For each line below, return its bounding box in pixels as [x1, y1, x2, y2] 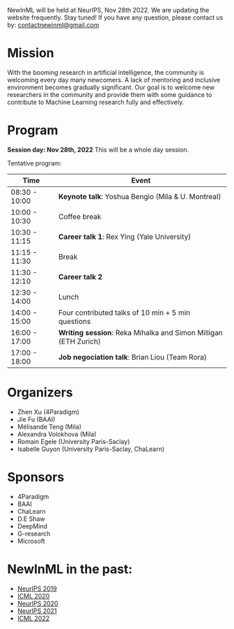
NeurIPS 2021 [17, 607, 57, 615]
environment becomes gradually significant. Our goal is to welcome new [7, 83, 214, 91]
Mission [7, 45, 54, 61]
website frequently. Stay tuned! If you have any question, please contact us [7, 13, 224, 22]
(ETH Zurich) [58, 336, 101, 346]
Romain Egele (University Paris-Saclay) [17, 437, 130, 445]
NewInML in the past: [7, 561, 133, 577]
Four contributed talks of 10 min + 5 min [58, 307, 191, 317]
